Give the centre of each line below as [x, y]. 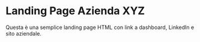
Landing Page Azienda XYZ [75, 11]
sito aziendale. [23, 33]
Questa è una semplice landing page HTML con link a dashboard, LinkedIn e [100, 27]
